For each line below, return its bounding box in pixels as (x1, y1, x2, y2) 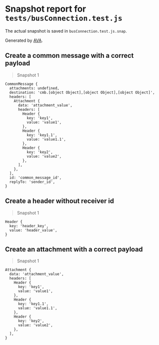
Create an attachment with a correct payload (5, 245, 143, 254)
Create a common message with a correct (5, 52, 134, 60)
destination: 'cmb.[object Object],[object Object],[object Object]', (9, 90, 155, 95)
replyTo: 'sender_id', (9, 179, 55, 184)
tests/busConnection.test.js (5, 14, 123, 23)
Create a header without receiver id (5, 197, 114, 205)
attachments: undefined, (9, 86, 60, 91)
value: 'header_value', (9, 228, 57, 233)
